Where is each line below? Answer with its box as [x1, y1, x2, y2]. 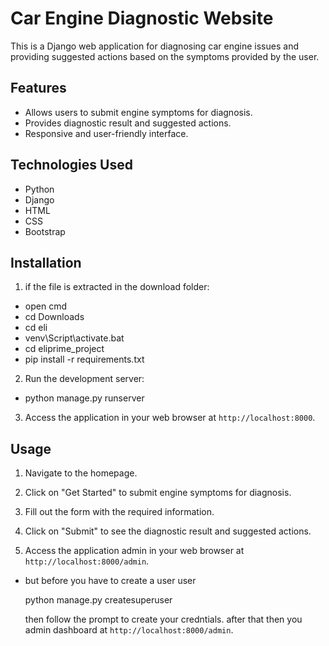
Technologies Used [10, 157, 133, 174]
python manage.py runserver [24, 392, 145, 404]
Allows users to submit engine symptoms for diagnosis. [24, 106, 253, 118]
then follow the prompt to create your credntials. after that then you [24, 613, 303, 626]
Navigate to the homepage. [24, 467, 138, 479]
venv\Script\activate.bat [24, 332, 125, 344]
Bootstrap [24, 225, 66, 237]
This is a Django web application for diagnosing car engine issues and [10, 40, 299, 52]
